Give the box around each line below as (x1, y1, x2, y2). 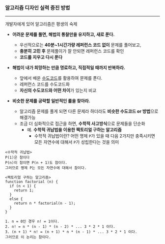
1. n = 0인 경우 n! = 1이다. (5, 219, 60, 224)
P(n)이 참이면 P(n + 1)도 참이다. (5, 160, 68, 165)
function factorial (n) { (5, 180, 58, 184)
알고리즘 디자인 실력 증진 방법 (5, 4, 70, 11)
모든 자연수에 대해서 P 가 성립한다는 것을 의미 (34, 139, 119, 145)
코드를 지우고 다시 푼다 (19, 54, 63, 60)
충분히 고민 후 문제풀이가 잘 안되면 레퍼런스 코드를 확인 (19, 48, 124, 54)
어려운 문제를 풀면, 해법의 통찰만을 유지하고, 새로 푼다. (12, 31, 115, 37)
